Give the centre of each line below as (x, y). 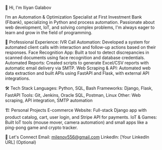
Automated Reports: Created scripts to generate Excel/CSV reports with (77, 63)
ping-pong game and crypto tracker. (41, 128)
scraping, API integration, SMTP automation (49, 100)
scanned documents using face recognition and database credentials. (75, 58)
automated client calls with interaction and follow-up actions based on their (81, 47)
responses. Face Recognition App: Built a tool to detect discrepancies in (77, 52)
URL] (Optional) (21, 142)
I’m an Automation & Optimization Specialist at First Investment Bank (73, 17)
